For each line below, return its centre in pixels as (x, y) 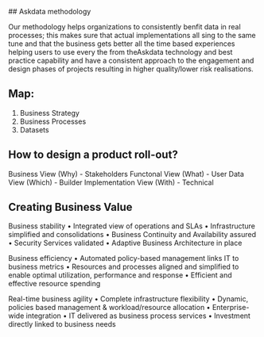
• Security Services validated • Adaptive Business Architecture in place (125, 243)
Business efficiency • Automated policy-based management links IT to (124, 258)
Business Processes (53, 121)
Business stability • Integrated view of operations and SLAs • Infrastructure (132, 226)
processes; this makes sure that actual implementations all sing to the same (132, 35)
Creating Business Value (70, 207)
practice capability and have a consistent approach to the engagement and (131, 60)
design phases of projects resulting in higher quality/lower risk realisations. (131, 69)
